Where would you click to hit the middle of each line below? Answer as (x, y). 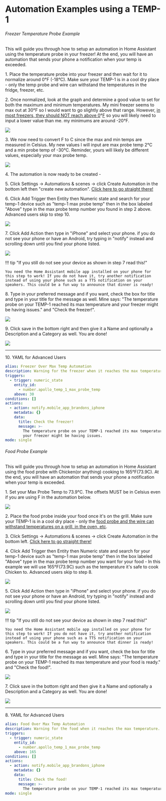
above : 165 (25, 752)
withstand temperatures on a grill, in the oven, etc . (56, 527)
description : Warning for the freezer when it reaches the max (72, 371)
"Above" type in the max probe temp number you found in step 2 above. (78, 209)
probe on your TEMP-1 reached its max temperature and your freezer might (82, 304)
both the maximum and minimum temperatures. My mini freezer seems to (80, 105)
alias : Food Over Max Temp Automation (45, 724)
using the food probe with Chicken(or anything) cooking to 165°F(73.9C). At (82, 472)
